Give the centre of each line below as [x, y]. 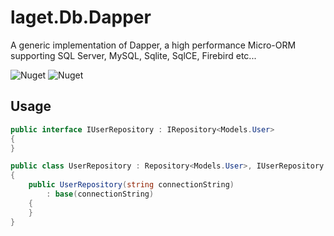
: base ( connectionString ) [100, 194]
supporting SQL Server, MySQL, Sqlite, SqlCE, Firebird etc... [133, 55]
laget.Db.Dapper [81, 17]
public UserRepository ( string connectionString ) [131, 185]
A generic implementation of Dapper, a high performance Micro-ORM [153, 45]
